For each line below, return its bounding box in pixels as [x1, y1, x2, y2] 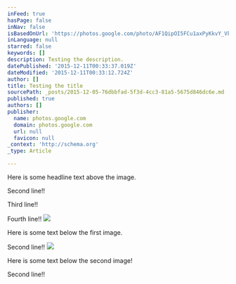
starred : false [7, 43, 52, 50]
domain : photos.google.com [13, 121, 93, 129]
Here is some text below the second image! [7, 257, 133, 264]
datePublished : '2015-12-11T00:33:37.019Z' [7, 63, 137, 70]
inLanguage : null [7, 37, 58, 44]
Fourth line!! [7, 215, 42, 223]
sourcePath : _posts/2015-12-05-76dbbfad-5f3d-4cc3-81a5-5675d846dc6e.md [7, 89, 225, 96]
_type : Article [7, 148, 52, 155]
